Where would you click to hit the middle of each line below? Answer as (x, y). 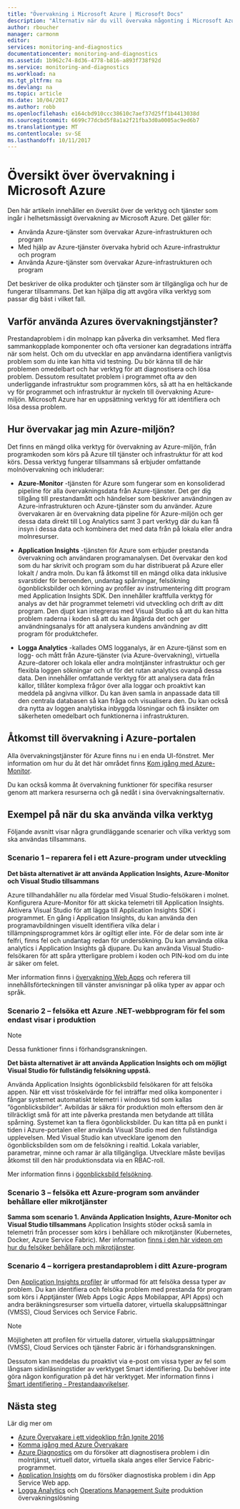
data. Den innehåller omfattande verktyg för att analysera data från (116, 678)
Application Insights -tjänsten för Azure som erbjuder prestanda (113, 550)
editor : (19, 41)
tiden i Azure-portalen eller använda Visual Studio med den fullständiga (112, 1130)
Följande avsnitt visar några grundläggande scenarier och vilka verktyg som (119, 832)
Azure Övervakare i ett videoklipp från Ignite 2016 (91, 1438)
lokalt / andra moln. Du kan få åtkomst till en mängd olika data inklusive (122, 573)
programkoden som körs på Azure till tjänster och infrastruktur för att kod (115, 454)
